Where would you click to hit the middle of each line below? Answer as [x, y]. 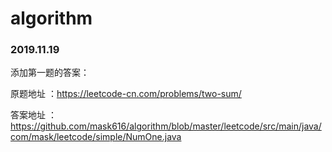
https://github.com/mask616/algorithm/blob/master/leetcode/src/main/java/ [166, 126]
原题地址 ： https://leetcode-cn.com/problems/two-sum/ [126, 94]
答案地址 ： [33, 115]
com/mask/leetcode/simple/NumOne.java [96, 137]
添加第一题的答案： [50, 73]
